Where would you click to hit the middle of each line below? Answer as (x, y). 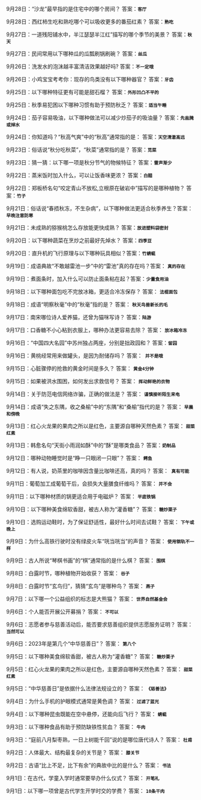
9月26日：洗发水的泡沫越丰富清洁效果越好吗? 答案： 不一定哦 (80, 66)
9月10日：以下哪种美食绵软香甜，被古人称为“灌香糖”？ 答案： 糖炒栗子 (91, 509)
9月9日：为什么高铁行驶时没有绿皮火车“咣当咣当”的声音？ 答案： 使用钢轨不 (98, 541)
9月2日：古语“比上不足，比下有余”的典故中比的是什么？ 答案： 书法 (89, 765)
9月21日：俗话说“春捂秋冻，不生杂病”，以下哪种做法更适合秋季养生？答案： (100, 208)
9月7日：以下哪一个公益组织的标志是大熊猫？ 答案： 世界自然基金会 (87, 599)
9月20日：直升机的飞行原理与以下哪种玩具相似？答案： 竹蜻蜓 (81, 253)
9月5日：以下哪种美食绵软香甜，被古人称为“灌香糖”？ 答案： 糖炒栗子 (91, 656)
